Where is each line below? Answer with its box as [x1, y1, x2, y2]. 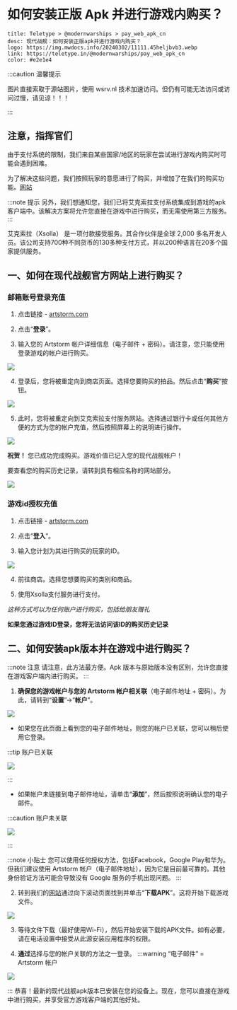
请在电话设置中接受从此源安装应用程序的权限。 [17, 934, 154, 943]
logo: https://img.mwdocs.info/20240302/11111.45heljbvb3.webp [7, 44, 198, 51]
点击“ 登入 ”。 [17, 531, 55, 540]
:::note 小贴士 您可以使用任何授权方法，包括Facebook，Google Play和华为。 [7, 855, 230, 864]
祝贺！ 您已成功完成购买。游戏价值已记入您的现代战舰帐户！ [7, 451, 183, 460]
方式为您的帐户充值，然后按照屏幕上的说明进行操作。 [30, 423, 185, 431]
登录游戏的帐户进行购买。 [17, 349, 93, 357]
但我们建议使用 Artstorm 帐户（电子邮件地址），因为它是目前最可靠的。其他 [7, 864, 226, 873]
